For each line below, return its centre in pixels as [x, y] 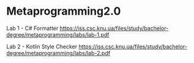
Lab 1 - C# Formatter [32, 28]
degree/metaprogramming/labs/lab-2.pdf [58, 53]
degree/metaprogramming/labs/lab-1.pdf [58, 34]
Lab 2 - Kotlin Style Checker [42, 46]
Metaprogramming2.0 [64, 11]
